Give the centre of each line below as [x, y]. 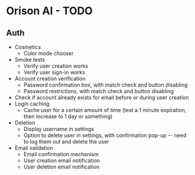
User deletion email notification [61, 167]
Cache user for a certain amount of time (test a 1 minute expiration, [105, 110]
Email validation [34, 148]
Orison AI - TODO [49, 11]
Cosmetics [28, 47]
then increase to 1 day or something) [68, 116]
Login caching [32, 104]
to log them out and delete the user [66, 141]
